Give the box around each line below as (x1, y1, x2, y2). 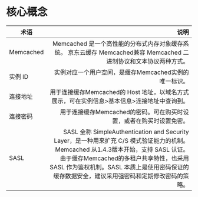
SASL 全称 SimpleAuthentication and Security (63, 128, 189, 136)
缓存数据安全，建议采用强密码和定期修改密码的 (52, 172, 183, 180)
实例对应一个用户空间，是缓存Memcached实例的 (54, 68, 189, 76)
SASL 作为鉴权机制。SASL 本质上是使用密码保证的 (49, 163, 189, 171)
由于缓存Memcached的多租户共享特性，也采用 (60, 154, 189, 162)
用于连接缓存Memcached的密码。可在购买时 (60, 108, 183, 116)
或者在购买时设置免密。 (123, 116, 189, 125)
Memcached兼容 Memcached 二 (98, 48, 189, 56)
